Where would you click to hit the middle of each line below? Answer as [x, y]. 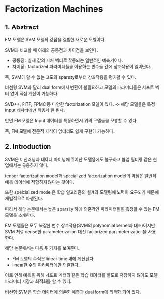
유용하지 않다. [35, 165]
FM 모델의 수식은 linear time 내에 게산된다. [53, 258]
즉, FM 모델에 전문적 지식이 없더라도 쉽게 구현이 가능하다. [60, 131]
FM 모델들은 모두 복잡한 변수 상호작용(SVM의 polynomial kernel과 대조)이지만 [80, 225]
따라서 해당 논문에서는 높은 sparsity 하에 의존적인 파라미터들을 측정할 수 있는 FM [82, 209]
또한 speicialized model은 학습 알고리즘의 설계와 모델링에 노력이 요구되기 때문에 [82, 192]
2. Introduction [28, 147]
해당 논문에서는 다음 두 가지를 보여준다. [42, 248]
